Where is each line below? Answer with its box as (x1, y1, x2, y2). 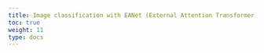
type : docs (8, 33, 44, 41)
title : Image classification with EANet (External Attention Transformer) (8, 11, 258, 19)
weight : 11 (8, 26, 44, 34)
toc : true (8, 19, 41, 26)
